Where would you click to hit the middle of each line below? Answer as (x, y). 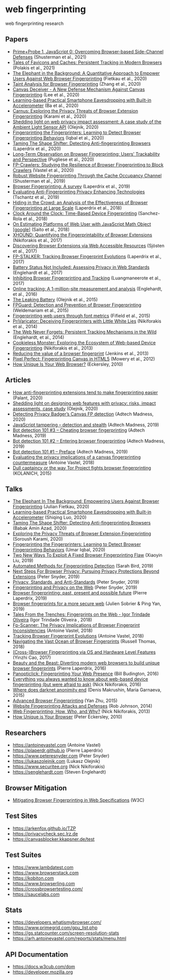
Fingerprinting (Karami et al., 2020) (49, 116)
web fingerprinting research (35, 23)
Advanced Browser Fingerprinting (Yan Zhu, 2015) (65, 701)
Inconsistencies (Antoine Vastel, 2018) (53, 631)
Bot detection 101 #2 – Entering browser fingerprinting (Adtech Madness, (89, 441)
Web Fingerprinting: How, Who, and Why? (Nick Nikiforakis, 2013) (81, 712)
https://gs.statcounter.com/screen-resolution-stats (66, 933)
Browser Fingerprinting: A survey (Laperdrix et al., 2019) (71, 186)
